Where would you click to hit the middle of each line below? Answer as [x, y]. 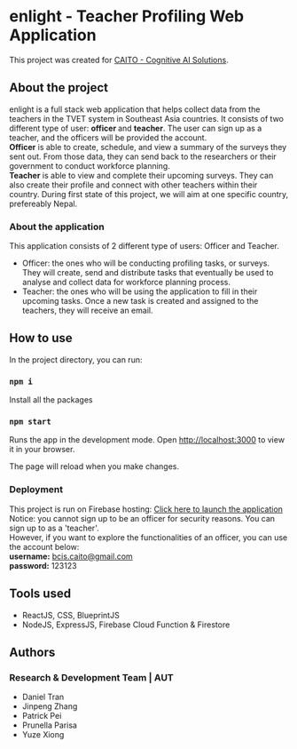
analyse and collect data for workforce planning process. [126, 283]
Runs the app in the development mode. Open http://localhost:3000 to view [147, 440]
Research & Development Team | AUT [92, 677]
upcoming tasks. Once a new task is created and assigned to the [140, 301]
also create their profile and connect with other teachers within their [133, 185]
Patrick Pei [42, 716]
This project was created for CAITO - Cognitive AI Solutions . [119, 60]
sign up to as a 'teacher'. [54, 528]
